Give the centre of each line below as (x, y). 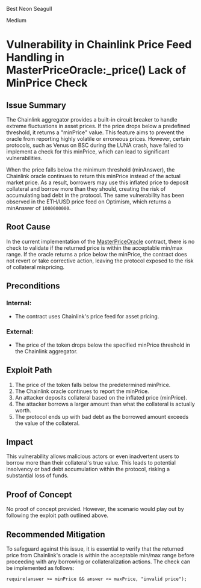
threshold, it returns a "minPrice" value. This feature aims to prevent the (95, 132)
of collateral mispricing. (36, 267)
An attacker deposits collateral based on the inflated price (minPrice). (101, 397)
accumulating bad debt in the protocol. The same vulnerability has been (95, 195)
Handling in (36, 57)
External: (20, 332)
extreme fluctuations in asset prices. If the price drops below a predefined (98, 126)
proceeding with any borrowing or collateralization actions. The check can (98, 562)
